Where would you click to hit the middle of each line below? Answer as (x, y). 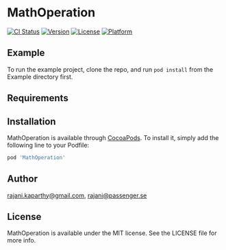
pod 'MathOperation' (37, 157)
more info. (22, 240)
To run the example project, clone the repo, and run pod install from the (110, 69)
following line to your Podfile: (48, 145)
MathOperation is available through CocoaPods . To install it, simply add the (113, 137)
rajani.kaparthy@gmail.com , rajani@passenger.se (77, 195)
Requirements (38, 98)
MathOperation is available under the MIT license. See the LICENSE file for (112, 233)
